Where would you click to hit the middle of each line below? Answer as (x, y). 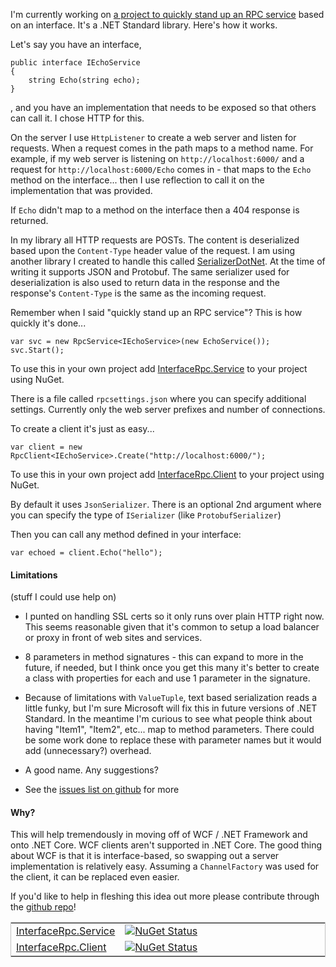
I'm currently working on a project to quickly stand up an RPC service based (167, 14)
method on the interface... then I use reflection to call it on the (137, 180)
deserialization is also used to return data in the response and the (145, 282)
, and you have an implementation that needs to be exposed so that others (163, 107)
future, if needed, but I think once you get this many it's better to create (172, 668)
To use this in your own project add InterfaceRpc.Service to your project (159, 368)
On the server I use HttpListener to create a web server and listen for (153, 137)
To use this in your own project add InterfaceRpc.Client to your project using (167, 474)
